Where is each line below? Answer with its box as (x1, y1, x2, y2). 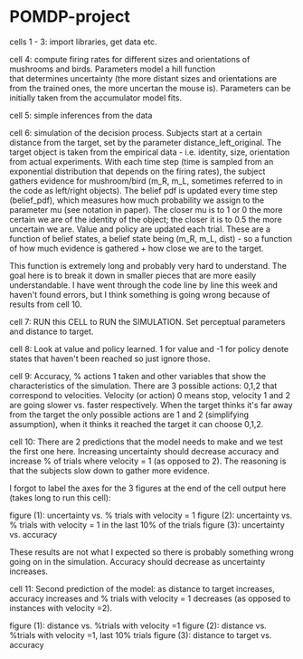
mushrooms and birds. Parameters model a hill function (9, 63, 216, 74)
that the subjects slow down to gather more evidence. (9, 464, 211, 476)
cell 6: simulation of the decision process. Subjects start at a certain (9, 127, 262, 138)
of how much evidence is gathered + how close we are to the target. (9, 243, 264, 253)
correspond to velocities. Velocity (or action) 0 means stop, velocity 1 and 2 (9, 389, 291, 400)
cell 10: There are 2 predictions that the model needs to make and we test (9, 436, 283, 447)
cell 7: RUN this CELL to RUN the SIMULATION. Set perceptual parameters (9, 316, 286, 327)
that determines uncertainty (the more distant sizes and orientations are (9, 72, 278, 83)
